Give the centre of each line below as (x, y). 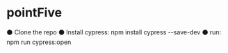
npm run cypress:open (39, 42)
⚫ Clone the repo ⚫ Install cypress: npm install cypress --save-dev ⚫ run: (114, 32)
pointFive (34, 13)
